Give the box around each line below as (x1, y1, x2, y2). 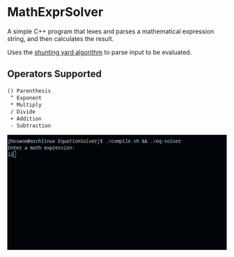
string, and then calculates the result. (7, 34, 114, 42)
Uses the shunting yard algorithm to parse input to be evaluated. (7, 48, 192, 56)
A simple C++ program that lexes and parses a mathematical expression (7, 27, 214, 35)
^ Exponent (10, 94, 42, 101)
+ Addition (10, 115, 42, 122)
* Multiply (10, 101, 42, 108)
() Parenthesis (7, 88, 52, 94)
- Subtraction (10, 122, 52, 129)
